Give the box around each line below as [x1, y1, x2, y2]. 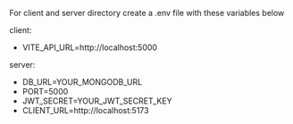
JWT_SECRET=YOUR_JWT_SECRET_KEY [21, 95, 172, 106]
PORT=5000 [21, 87, 69, 96]
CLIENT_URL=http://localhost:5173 [21, 105, 149, 115]
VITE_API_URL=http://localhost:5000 [21, 42, 158, 53]
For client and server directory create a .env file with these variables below [9, 8, 285, 18]
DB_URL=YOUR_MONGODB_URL [21, 77, 143, 87]
